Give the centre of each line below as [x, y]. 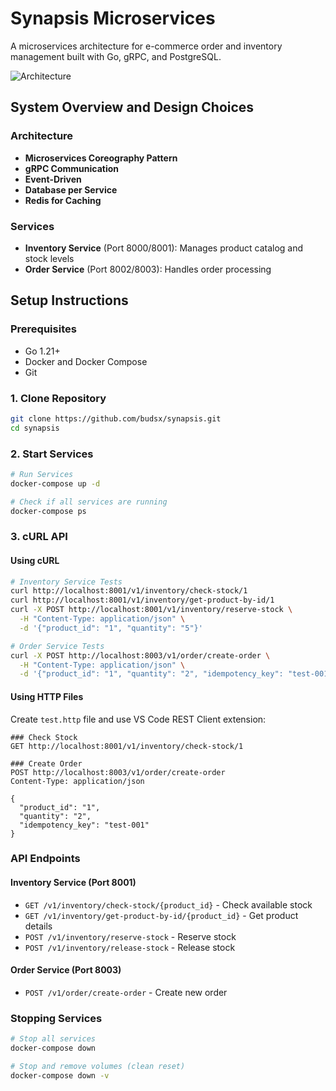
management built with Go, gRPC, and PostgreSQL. [116, 56]
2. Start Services [52, 454]
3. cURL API [39, 537]
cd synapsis [35, 428]
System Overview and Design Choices [132, 107]
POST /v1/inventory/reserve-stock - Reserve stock [130, 936]
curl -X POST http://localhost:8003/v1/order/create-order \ [140, 655]
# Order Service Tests [57, 646]
